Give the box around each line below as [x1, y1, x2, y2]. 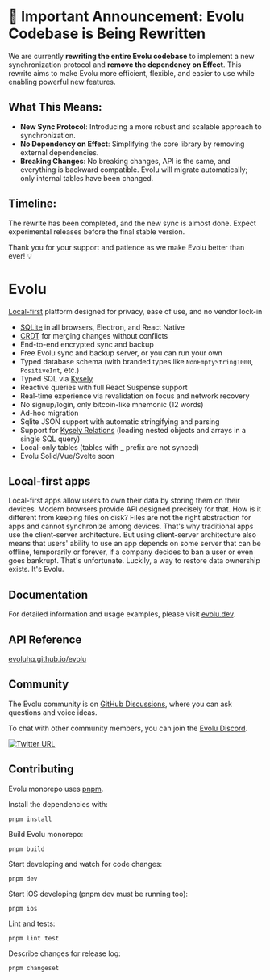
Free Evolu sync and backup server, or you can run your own [19, 347, 223, 358]
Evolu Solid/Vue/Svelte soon [19, 451, 115, 461]
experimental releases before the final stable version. [8, 226, 185, 237]
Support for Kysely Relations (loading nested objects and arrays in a [19, 425, 247, 435]
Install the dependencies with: [8, 799, 108, 809]
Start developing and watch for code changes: [8, 859, 163, 869]
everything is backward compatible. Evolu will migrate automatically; [19, 165, 248, 175]
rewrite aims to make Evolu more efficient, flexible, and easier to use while [8, 68, 255, 78]
